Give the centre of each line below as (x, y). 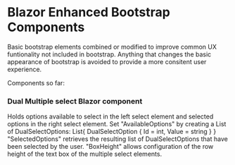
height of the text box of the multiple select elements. (85, 154)
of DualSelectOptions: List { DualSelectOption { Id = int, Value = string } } (112, 132)
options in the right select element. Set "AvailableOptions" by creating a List (117, 124)
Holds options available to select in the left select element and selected (110, 116)
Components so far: (36, 82)
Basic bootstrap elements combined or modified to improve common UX (112, 47)
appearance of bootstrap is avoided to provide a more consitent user (107, 61)
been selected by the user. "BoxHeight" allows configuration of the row (110, 147)
